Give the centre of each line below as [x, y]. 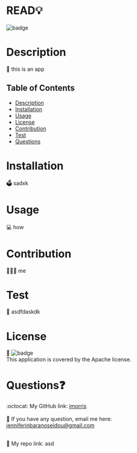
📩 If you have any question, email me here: [59, 419]
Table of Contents [41, 88]
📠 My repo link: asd [30, 444]
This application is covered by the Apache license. [69, 360]
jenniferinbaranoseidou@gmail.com [50, 426]
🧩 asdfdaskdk [23, 312]
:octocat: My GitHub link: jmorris [46, 406]
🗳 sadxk [17, 183]
